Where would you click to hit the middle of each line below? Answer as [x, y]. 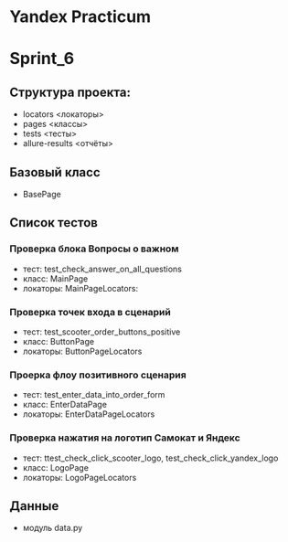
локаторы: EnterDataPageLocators [89, 414]
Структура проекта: [70, 92]
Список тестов [54, 223]
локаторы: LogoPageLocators [80, 477]
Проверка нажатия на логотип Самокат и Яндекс [125, 438]
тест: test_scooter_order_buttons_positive [101, 332]
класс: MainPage [55, 278]
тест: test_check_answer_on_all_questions [102, 269]
